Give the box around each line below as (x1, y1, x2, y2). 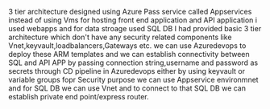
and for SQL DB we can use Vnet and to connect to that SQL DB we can (8, 83, 247, 93)
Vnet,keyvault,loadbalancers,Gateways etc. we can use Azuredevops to (8, 41, 247, 50)
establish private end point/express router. (8, 92, 149, 101)
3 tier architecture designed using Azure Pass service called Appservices (8, 7, 252, 16)
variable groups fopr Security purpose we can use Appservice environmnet (8, 75, 260, 84)
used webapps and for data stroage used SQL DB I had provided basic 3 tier (8, 24, 262, 33)
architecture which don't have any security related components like (8, 32, 232, 42)
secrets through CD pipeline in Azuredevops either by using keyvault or (8, 67, 246, 75)
